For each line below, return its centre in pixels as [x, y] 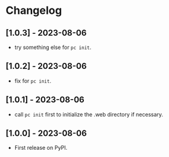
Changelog [34, 11]
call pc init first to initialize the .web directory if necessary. [89, 114]
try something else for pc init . [53, 47]
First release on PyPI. [41, 148]
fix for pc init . [33, 81]
